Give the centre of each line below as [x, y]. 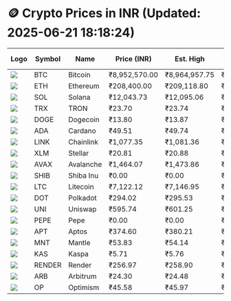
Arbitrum [82, 276]
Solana [79, 97]
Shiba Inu [84, 175]
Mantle [79, 242]
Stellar [79, 153]
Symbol [48, 59]
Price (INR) [133, 59]
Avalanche [85, 164]
